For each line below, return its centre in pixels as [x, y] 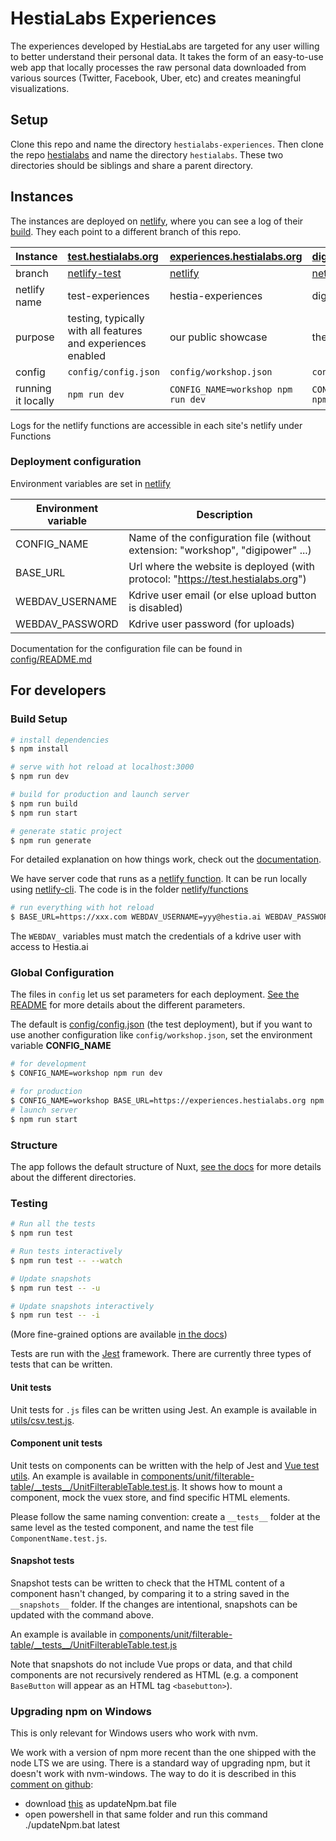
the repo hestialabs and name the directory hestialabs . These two [147, 154]
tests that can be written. [61, 1364]
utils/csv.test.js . [42, 1420]
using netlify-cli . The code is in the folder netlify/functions [129, 889]
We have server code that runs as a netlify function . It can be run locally [159, 879]
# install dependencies [60, 740]
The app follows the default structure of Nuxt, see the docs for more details [166, 1167]
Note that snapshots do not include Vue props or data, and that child [151, 1664]
